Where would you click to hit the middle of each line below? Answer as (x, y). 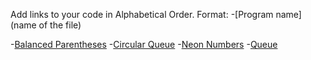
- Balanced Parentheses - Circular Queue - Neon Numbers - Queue (144, 44)
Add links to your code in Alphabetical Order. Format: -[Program (142, 14)
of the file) (60, 25)
